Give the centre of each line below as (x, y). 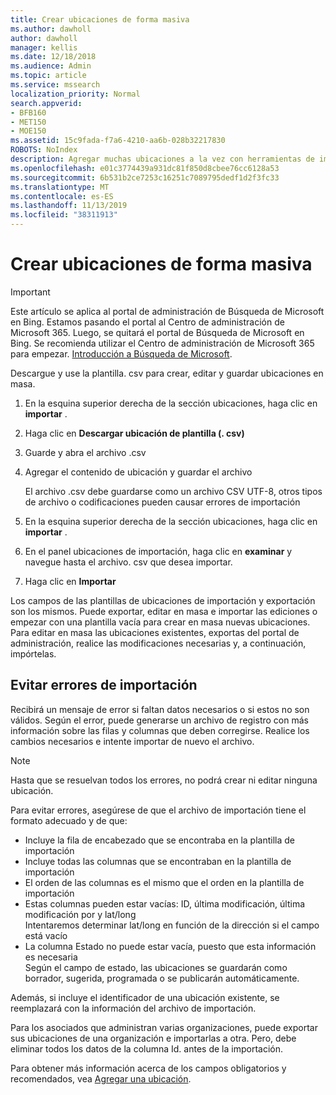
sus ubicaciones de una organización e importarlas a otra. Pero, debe (153, 1038)
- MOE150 (28, 131)
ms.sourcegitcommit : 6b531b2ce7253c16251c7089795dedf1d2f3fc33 (145, 177)
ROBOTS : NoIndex (44, 150)
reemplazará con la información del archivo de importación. (133, 1008)
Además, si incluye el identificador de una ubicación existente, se (145, 997)
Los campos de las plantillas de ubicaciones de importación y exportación (163, 600)
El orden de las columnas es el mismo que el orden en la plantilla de (164, 882)
